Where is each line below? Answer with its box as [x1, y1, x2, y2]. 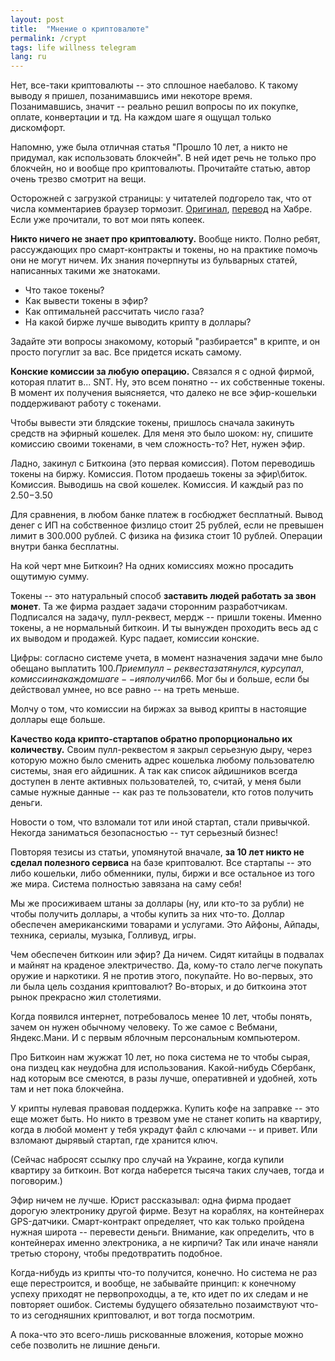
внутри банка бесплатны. [10, 541, 120, 553]
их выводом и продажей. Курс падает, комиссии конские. [10, 632, 260, 645]
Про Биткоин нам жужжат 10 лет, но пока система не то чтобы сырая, [10, 1051, 311, 1063]
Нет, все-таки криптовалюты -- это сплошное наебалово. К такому [10, 79, 299, 91]
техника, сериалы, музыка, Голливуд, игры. [10, 929, 197, 941]
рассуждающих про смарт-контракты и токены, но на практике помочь [10, 244, 318, 256]
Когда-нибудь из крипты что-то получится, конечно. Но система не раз [10, 1267, 318, 1279]
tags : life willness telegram [10, 42, 137, 53]
